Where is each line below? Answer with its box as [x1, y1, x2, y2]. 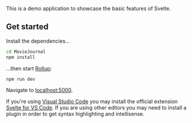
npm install [6, 54, 35, 60]
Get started [6, 22, 49, 32]
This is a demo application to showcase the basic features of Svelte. [6, 5, 171, 12]
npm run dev [6, 76, 35, 82]
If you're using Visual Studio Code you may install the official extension [6, 98, 178, 105]
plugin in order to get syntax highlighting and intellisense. [6, 111, 145, 118]
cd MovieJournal [6, 49, 46, 54]
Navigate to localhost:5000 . [6, 87, 73, 94]
